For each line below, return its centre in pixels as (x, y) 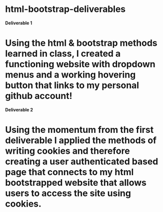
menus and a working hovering (70, 75)
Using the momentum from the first (80, 130)
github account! (39, 96)
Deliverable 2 (19, 109)
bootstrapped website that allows (76, 183)
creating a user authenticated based (82, 161)
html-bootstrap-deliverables (65, 9)
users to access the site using (68, 193)
